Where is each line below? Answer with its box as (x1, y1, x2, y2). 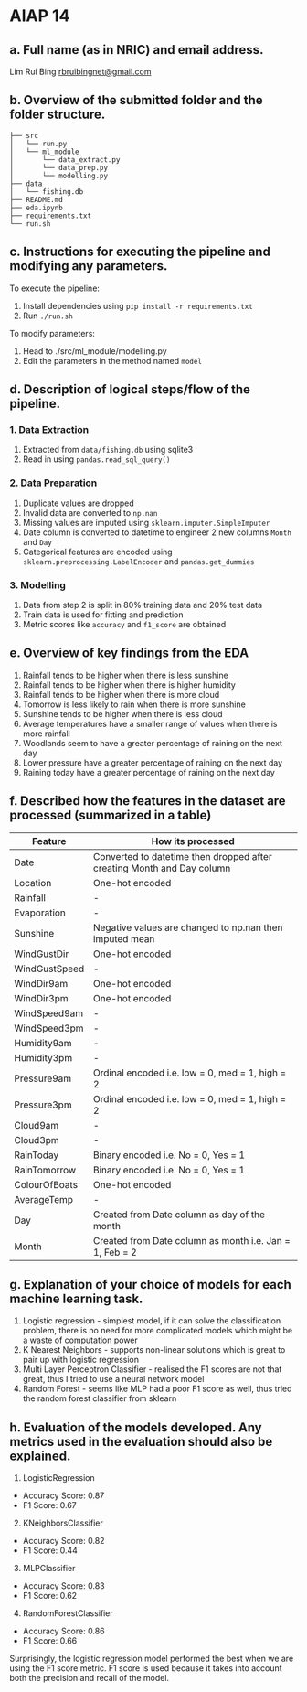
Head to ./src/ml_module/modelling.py (22, 345, 167, 357)
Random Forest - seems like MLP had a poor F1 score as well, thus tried (22, 1383, 292, 1395)
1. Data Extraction (9, 423, 90, 435)
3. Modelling (9, 578, 67, 591)
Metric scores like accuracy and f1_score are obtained (22, 618, 227, 629)
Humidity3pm (14, 1051, 73, 1064)
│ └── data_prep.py (9, 163, 108, 172)
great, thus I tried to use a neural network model (22, 1374, 205, 1385)
